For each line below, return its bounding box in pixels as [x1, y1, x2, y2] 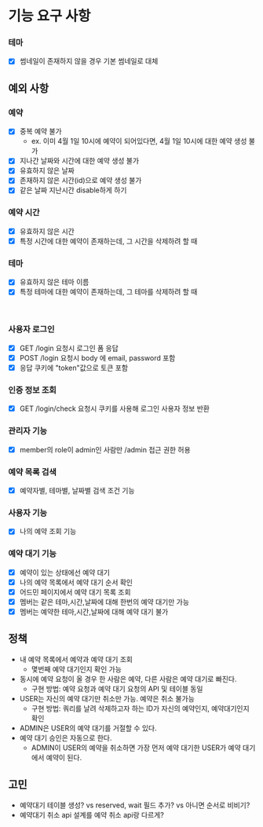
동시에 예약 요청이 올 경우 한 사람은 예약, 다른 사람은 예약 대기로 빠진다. [19, 674, 237, 683]
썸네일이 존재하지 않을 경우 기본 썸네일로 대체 [19, 57, 159, 66]
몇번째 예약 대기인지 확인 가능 [31, 664, 122, 674]
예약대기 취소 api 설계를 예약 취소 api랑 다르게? [19, 810, 165, 819]
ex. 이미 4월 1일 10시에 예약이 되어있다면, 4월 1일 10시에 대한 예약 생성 [31, 137, 247, 146]
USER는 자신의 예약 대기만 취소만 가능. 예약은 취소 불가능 [19, 693, 195, 703]
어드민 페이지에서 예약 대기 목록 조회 [19, 587, 131, 597]
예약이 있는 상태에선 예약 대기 [19, 567, 110, 577]
